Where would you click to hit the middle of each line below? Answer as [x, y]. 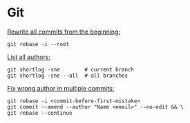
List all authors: [29, 57]
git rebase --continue [40, 113]
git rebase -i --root [38, 44]
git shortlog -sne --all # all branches [68, 76]
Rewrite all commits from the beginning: [64, 32]
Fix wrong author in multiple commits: [61, 88]
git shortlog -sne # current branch [71, 69]
